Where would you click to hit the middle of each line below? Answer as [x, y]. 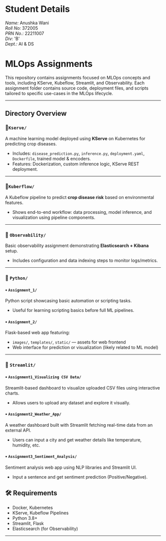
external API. [18, 430]
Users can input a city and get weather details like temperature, [77, 440]
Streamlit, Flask [28, 523]
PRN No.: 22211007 [25, 33]
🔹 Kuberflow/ [20, 187]
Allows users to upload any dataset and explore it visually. [71, 402]
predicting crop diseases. [31, 144]
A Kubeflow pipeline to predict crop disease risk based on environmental [80, 197]
